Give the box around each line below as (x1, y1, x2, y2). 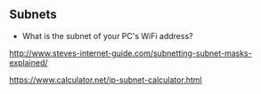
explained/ (9, 57, 48, 67)
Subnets (9, 7, 57, 22)
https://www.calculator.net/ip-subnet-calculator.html (9, 74, 202, 85)
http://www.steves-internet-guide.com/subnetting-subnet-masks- (9, 48, 252, 59)
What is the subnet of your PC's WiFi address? (21, 30, 193, 41)
